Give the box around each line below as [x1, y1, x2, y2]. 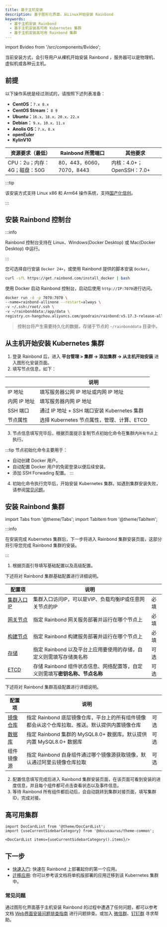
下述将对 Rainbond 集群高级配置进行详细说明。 [5, 684, 101, 690]
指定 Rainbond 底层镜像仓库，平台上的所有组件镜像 [26, 714, 146, 721]
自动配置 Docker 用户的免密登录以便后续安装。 [12, 463, 108, 470]
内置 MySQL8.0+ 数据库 [26, 738, 83, 745]
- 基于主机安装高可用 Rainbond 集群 [9, 30, 78, 35]
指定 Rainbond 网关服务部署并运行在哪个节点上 [33, 616, 143, 623]
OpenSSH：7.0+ [111, 167, 151, 173]
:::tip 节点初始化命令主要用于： [5, 447, 68, 453]
